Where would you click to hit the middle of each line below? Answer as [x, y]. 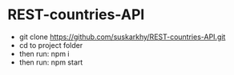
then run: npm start [51, 62]
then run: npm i [44, 53]
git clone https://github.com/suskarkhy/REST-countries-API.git [122, 37]
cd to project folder [51, 45]
